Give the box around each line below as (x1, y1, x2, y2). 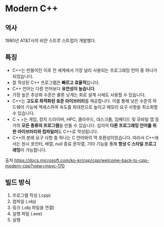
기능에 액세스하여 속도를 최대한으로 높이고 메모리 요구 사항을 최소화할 (25, 104, 158, 110)
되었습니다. (12, 73, 34, 79)
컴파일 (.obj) (12, 198, 36, 204)
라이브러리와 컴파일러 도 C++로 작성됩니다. (17, 128, 98, 134)
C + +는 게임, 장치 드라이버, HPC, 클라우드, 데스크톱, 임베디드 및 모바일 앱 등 (12, 116, 160, 122)
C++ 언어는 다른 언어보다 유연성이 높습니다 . (12, 85, 96, 91)
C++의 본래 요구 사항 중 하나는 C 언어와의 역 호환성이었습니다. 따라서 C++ (12, 134, 155, 140)
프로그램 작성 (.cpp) (12, 192, 51, 198)
